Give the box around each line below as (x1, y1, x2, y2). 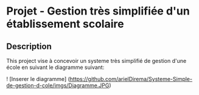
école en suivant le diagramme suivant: (6, 64, 105, 71)
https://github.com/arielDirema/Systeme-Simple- (69, 76, 193, 82)
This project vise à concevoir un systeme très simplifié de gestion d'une (6, 57, 187, 64)
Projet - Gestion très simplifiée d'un (6, 4, 190, 18)
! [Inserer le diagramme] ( (6, 76, 70, 82)
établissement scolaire (6, 17, 124, 31)
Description (6, 41, 52, 51)
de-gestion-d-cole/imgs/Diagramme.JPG (6, 82, 110, 89)
